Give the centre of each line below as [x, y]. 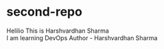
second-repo [45, 12]
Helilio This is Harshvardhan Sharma [58, 31]
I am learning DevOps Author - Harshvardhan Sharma [82, 37]
